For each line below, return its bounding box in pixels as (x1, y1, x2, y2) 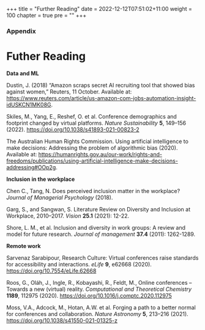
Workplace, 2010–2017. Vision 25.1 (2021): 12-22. (6, 212, 130, 219)
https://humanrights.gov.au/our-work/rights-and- (38, 150, 162, 158)
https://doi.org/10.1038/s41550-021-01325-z (6, 317, 118, 324)
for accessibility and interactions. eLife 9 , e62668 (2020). (6, 260, 152, 268)
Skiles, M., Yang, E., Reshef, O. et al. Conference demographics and (6, 112, 177, 120)
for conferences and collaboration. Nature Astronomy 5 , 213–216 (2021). (6, 310, 188, 317)
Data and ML (6, 70, 39, 77)
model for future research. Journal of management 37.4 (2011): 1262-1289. (6, 230, 196, 238)
